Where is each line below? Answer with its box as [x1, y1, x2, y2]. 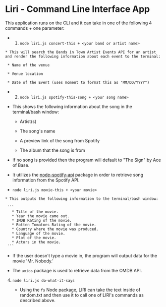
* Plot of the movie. [11, 235, 56, 240]
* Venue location [7, 71, 43, 76]
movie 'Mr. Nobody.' [12, 258, 54, 264]
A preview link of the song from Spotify [19, 137, 100, 143]
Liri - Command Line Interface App [5, 3, 150, 15]
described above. [19, 297, 56, 303]
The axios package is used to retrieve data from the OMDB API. [12, 267, 142, 273]
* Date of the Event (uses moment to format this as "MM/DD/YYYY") [7, 80, 150, 85]
